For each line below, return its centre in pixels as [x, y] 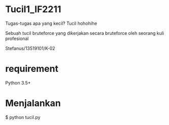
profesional [17, 38]
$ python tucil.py [23, 117]
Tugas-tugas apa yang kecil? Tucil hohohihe [51, 23]
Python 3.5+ [18, 82]
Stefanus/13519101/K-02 [30, 48]
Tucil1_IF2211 [33, 9]
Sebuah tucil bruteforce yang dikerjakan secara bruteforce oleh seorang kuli [85, 33]
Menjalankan [33, 103]
